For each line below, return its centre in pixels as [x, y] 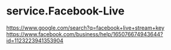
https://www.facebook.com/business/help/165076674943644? [85, 34]
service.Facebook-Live [66, 11]
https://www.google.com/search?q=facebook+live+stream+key [85, 28]
